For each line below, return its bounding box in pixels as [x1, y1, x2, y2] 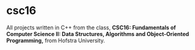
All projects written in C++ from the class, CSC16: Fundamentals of [6, 24, 176, 31]
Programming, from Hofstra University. [6, 37, 105, 44]
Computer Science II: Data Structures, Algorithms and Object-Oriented [6, 30, 190, 37]
